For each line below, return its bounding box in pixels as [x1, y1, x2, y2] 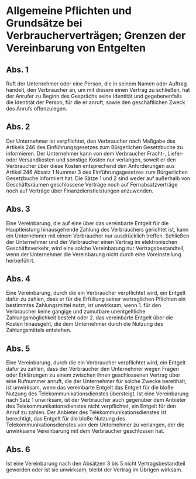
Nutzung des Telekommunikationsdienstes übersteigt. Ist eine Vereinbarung [6, 390, 189, 397]
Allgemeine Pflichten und [6, 4, 132, 18]
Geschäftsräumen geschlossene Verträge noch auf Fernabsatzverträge [6, 181, 178, 188]
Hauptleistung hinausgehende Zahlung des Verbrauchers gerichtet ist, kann [6, 226, 189, 233]
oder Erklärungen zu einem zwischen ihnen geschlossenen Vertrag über [6, 371, 180, 378]
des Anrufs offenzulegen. [6, 105, 67, 112]
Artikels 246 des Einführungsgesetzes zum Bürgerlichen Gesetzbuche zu [6, 143, 183, 150]
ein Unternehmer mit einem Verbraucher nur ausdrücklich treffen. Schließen [6, 232, 190, 239]
